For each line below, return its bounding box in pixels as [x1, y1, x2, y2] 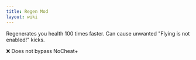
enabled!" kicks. [6, 36, 45, 43]
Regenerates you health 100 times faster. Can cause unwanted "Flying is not [6, 30, 190, 37]
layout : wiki [6, 14, 38, 20]
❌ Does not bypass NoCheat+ [6, 47, 78, 54]
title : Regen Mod [6, 8, 49, 15]
